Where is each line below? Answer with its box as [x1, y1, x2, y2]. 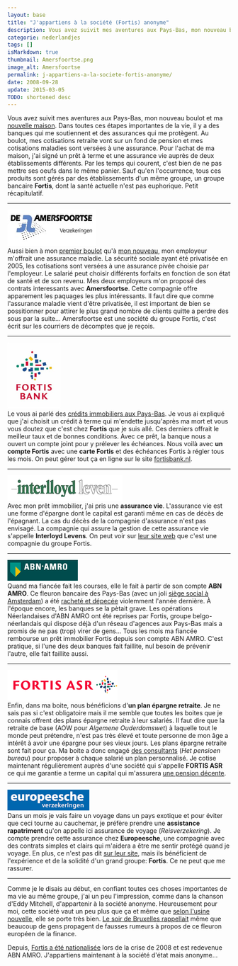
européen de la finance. [7, 930, 77, 938]
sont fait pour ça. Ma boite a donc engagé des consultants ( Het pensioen [7, 746, 221, 755]
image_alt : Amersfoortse [7, 64, 81, 71]
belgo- [192, 612, 212, 620]
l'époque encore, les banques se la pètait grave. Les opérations [7, 604, 193, 613]
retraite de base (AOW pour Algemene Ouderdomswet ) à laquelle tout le [7, 724, 217, 732]
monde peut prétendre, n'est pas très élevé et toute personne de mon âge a [7, 732, 229, 740]
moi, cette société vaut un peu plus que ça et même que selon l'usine [7, 907, 210, 916]
